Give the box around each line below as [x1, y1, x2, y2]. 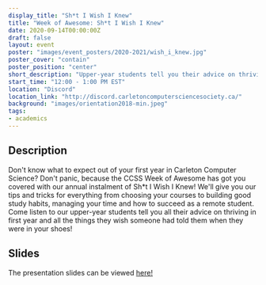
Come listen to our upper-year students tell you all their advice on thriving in [8, 207, 256, 216]
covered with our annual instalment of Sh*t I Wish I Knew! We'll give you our [8, 181, 256, 191]
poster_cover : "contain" [8, 56, 90, 64]
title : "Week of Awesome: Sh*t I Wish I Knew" [8, 19, 165, 27]
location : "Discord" [8, 85, 77, 93]
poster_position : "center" [8, 63, 97, 71]
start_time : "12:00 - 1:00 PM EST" [8, 78, 126, 85]
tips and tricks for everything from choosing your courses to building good [8, 190, 252, 199]
